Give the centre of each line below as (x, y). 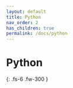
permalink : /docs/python (37, 34)
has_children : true (30, 28)
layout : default (26, 12)
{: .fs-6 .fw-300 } (27, 79)
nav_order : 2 (22, 22)
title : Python (24, 17)
